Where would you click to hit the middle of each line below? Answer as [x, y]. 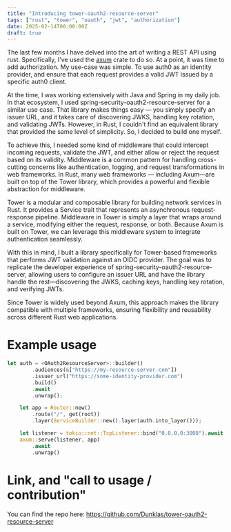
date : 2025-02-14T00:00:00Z [48, 26]
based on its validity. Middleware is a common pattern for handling [102, 160]
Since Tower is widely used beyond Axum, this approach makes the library [113, 303]
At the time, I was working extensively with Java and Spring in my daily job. [114, 95]
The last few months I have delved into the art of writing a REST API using [112, 52]
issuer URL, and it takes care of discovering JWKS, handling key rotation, [111, 117]
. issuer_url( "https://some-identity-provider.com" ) [108, 376]
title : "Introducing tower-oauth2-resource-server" [83, 13]
